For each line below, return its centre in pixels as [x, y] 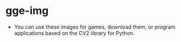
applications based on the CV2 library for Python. [74, 33]
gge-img [27, 11]
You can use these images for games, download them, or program [95, 27]
